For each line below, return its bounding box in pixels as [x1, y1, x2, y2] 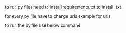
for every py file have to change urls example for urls [5, 13, 111, 19]
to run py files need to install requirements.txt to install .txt [5, 4, 121, 10]
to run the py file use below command [5, 22, 81, 28]
